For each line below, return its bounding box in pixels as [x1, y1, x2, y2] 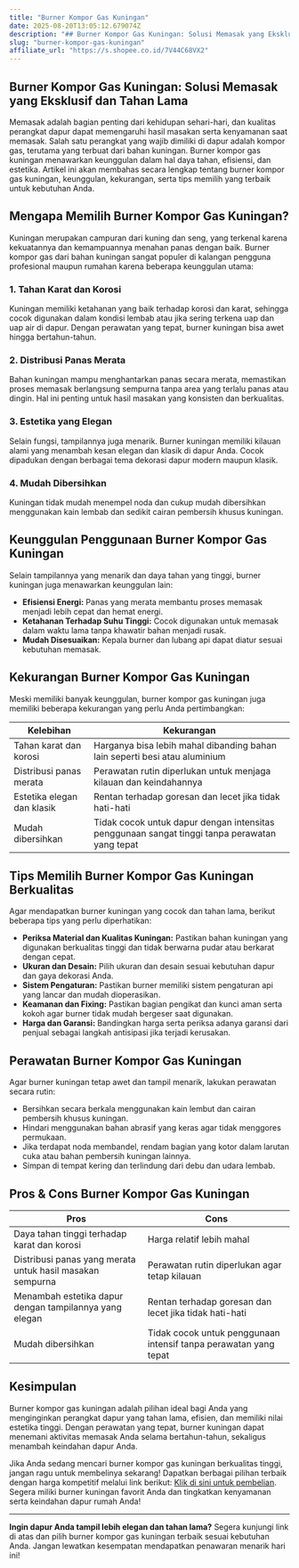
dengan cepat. [21, 951, 76, 962]
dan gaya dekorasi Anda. [21, 970, 114, 981]
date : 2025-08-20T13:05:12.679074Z [9, 21, 141, 30]
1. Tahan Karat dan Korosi [9, 282, 122, 295]
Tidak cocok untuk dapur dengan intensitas [93, 816, 275, 829]
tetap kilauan [147, 1270, 202, 1282]
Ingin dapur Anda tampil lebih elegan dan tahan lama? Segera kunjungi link [9, 1521, 289, 1532]
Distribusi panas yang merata [13, 1254, 136, 1265]
